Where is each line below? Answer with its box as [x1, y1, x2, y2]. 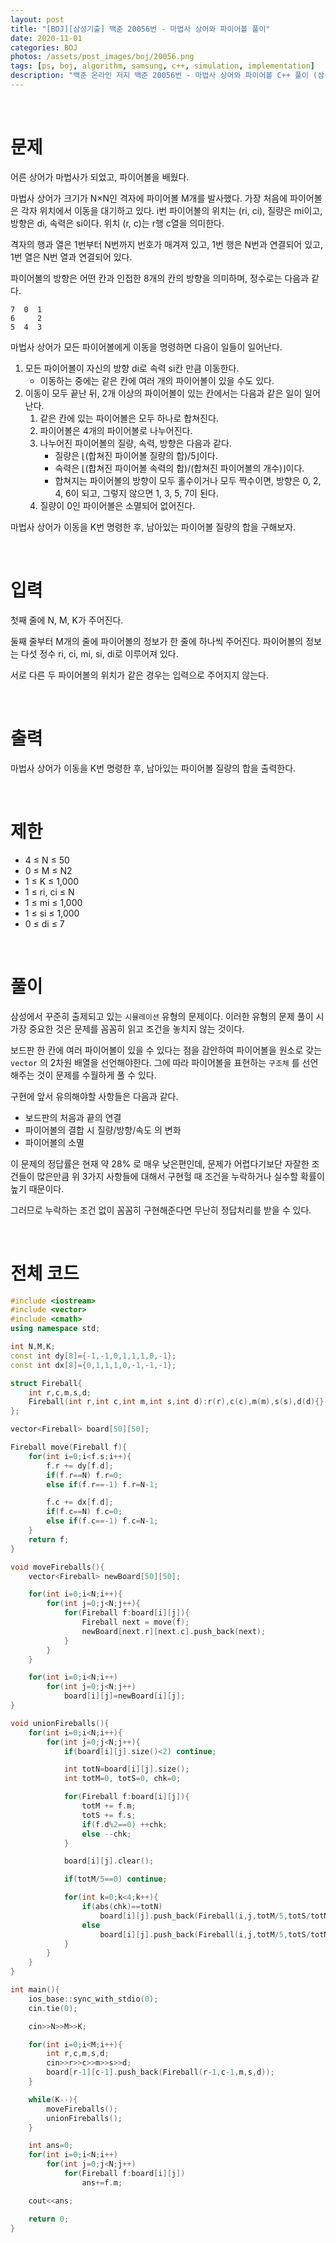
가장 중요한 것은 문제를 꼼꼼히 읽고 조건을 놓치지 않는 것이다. [10, 1022, 245, 1035]
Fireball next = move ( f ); [81, 1617, 190, 1627]
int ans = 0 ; [28, 2141, 74, 2151]
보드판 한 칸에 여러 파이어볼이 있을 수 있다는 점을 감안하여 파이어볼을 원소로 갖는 [10, 1044, 323, 1056]
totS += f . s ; [81, 1810, 137, 1820]
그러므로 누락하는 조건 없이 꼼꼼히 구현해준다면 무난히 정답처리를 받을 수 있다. [10, 1204, 312, 1216]
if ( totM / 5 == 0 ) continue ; [63, 1874, 168, 1885]
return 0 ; [28, 2214, 70, 2224]
